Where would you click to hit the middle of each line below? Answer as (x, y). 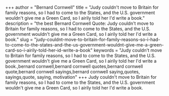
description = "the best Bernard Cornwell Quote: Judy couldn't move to (80, 23)
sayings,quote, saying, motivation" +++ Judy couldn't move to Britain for (81, 77)
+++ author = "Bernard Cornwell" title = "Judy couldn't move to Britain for (82, 7)
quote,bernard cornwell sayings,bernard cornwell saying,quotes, (73, 72)
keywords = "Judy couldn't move (128, 50)
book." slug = (19, 39)
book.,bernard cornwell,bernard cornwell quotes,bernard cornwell (74, 66)
